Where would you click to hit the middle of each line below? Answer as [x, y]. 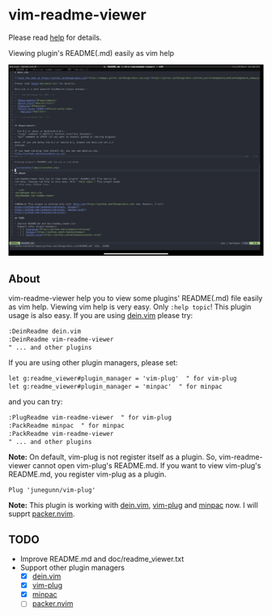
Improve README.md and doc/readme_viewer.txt [102, 559]
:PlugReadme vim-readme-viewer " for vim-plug [90, 418]
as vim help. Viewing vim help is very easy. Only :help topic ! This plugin [130, 307]
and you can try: [36, 402]
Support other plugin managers [72, 568]
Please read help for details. [55, 37]
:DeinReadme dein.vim [45, 332]
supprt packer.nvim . [42, 514]
